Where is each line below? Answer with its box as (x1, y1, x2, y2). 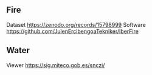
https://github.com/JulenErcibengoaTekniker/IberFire (6, 27, 139, 35)
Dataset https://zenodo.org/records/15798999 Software (6, 21, 146, 28)
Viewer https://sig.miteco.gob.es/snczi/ (6, 61, 105, 69)
